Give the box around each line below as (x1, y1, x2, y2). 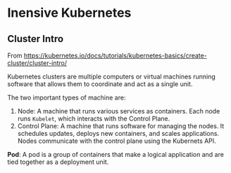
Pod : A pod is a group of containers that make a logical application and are (7, 151, 224, 158)
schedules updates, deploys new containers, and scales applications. (17, 130, 220, 137)
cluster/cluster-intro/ (7, 59, 68, 67)
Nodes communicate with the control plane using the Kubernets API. (17, 137, 216, 145)
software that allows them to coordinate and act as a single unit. (7, 80, 193, 88)
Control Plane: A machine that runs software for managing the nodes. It (17, 122, 225, 130)
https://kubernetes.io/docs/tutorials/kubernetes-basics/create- (23, 51, 208, 60)
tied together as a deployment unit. (7, 158, 109, 166)
